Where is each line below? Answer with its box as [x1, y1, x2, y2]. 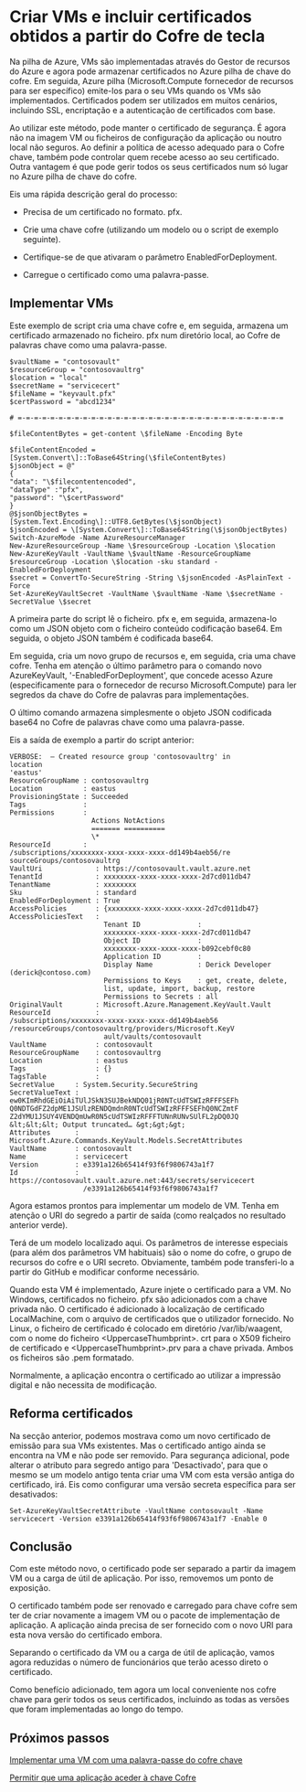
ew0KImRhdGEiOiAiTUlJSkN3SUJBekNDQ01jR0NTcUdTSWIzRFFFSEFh [9, 1095, 239, 1105]
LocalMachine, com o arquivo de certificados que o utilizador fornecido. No [9, 1313, 294, 1324]
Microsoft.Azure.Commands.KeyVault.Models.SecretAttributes [9, 1136, 244, 1145]
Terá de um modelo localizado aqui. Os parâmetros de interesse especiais [9, 1237, 289, 1248]
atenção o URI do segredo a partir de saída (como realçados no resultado [9, 1210, 286, 1221]
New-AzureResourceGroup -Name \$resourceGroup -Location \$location [9, 541, 276, 550]
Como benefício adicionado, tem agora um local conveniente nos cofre [9, 1684, 277, 1695]
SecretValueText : [9, 1088, 79, 1097]
